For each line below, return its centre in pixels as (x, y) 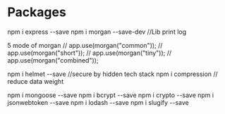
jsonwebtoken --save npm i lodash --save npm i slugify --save (98, 102)
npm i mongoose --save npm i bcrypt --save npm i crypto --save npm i (110, 95)
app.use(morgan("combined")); (53, 60)
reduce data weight (36, 81)
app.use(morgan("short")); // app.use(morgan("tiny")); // (89, 53)
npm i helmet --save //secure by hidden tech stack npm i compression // (113, 74)
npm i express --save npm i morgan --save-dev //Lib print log (97, 32)
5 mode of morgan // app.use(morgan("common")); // (85, 45)
